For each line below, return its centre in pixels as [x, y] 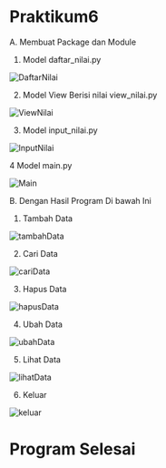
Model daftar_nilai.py [62, 59]
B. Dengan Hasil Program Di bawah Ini [80, 200]
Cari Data [40, 253]
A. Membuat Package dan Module [73, 42]
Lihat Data [42, 359]
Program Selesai [73, 449]
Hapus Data [44, 289]
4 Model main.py [41, 165]
